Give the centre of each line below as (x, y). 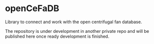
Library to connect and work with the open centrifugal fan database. (74, 22)
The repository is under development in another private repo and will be (77, 31)
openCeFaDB (32, 8)
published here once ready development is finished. (57, 36)
